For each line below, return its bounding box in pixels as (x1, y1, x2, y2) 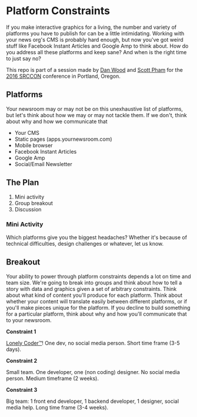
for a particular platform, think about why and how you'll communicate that (6, 310, 187, 317)
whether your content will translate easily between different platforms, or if (6, 297, 187, 305)
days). (6, 346, 22, 353)
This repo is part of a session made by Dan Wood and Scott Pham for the (6, 66, 183, 73)
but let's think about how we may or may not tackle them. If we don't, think (6, 111, 187, 118)
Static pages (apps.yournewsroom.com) (14, 135, 113, 143)
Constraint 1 (6, 328, 36, 335)
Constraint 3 (6, 386, 38, 393)
